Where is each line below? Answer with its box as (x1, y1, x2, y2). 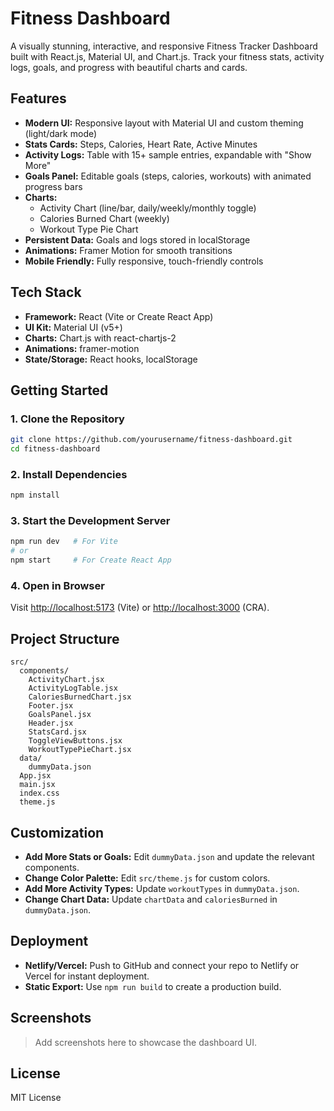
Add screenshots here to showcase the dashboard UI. (34, 1036, 258, 1048)
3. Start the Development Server (10, 514, 171, 528)
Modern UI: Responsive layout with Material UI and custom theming (24, 117, 304, 129)
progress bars (24, 180, 83, 192)
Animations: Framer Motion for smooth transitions (24, 244, 233, 256)
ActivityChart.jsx (28, 675, 105, 685)
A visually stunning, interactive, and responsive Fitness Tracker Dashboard (10, 40, 318, 52)
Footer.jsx (28, 701, 74, 711)
